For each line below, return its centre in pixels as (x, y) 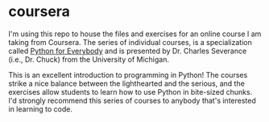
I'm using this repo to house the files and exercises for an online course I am (135, 34)
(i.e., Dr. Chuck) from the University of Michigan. (89, 59)
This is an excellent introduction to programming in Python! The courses (128, 75)
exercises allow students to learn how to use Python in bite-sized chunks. (130, 91)
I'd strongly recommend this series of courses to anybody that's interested (132, 100)
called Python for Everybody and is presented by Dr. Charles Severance (128, 51)
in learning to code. (41, 109)
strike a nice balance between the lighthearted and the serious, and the (127, 83)
